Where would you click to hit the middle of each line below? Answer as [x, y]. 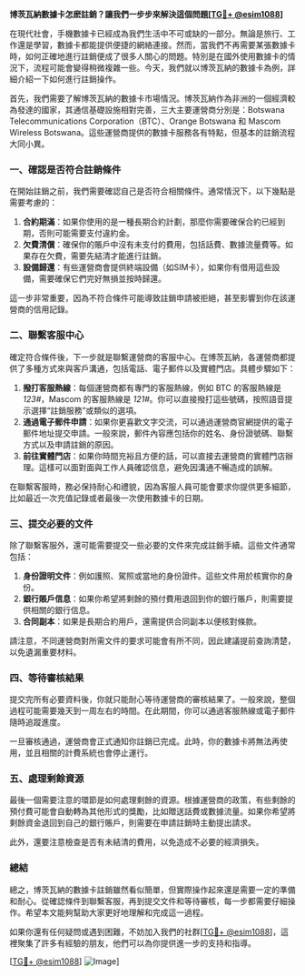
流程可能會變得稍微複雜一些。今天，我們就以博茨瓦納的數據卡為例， [160, 68]
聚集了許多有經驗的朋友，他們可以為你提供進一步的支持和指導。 [136, 943]
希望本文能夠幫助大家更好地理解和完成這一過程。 [117, 912]
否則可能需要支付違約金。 [86, 233]
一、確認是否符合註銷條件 [65, 169]
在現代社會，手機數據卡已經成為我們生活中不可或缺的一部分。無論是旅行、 [148, 34]
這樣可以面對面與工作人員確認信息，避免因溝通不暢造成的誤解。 [158, 467]
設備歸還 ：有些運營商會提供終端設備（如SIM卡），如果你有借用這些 [147, 267]
